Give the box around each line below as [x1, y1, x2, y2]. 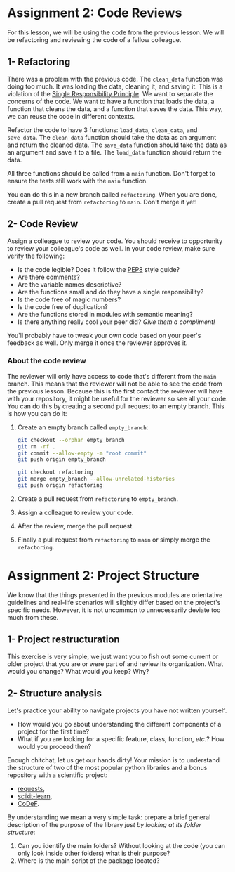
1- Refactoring [7, 56, 71, 68]
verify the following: [7, 252, 65, 260]
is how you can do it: [7, 409, 67, 417]
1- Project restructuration [7, 634, 121, 646]
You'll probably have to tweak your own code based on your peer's [7, 331, 201, 339]
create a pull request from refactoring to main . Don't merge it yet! [7, 197, 198, 206]
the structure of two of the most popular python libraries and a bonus [7, 763, 208, 772]
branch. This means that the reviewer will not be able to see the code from [7, 379, 222, 388]
